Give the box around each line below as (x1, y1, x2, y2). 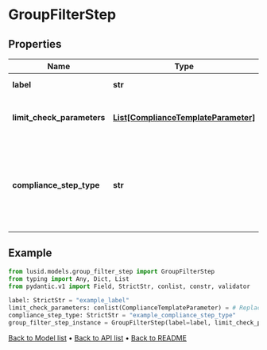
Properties (8, 37, 62, 51)
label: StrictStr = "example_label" (8, 297, 130, 305)
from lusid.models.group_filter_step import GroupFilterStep (8, 267, 215, 275)
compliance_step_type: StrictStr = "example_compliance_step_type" (8, 312, 237, 320)
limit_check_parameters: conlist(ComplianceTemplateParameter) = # (8, 304, 237, 312)
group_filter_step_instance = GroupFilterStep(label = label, (8, 319, 212, 327)
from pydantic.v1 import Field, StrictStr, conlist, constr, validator (8, 282, 250, 290)
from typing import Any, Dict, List (8, 274, 130, 283)
